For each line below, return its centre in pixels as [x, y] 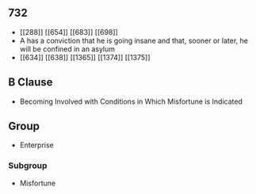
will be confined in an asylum [67, 49]
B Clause [31, 82]
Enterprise [36, 145]
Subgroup [28, 165]
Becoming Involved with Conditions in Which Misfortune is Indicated [131, 101]
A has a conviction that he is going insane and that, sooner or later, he [134, 40]
